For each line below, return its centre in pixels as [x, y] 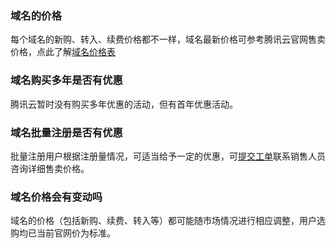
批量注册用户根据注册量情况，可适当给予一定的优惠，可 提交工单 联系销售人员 [168, 156]
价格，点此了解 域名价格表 [63, 52]
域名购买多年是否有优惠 [66, 80]
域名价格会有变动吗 [56, 197]
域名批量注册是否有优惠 [66, 132]
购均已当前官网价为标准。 [63, 233]
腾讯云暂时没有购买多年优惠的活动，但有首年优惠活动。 [124, 104]
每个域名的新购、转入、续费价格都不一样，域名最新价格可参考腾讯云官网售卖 [168, 39]
